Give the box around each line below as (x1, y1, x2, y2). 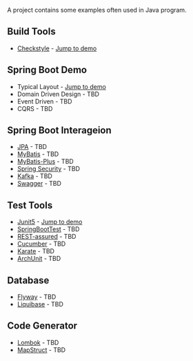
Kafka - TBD (17, 172, 53, 180)
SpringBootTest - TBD (17, 225, 80, 233)
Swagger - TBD (17, 179, 62, 188)
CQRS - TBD (17, 104, 53, 113)
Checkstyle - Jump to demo (17, 44, 97, 52)
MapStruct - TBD (17, 345, 66, 354)
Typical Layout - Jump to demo (17, 82, 107, 90)
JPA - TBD (17, 143, 47, 151)
